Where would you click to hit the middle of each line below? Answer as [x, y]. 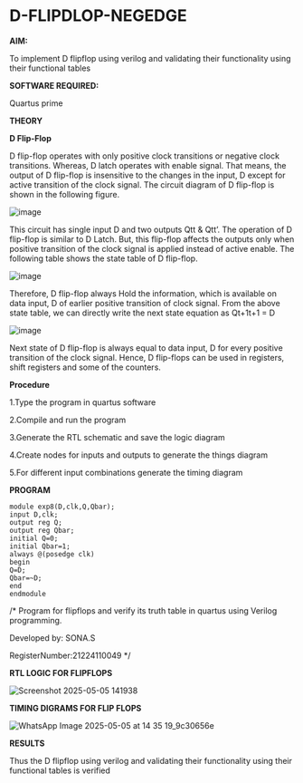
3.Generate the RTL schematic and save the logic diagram [118, 437]
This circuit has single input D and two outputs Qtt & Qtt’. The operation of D [151, 229]
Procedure [29, 384]
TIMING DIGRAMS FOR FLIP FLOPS [76, 708]
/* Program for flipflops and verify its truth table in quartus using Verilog [143, 610]
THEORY [26, 121]
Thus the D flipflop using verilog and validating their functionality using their [151, 760]
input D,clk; [34, 514]
